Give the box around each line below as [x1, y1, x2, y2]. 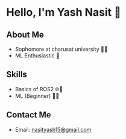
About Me [6, 30, 44, 40]
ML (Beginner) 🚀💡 [14, 92, 60, 99]
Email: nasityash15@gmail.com [14, 126, 92, 133]
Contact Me [6, 110, 51, 120]
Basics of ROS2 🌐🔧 [14, 85, 63, 92]
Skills [6, 69, 27, 80]
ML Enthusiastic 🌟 [14, 52, 60, 59]
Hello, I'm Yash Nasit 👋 [6, 5, 122, 19]
